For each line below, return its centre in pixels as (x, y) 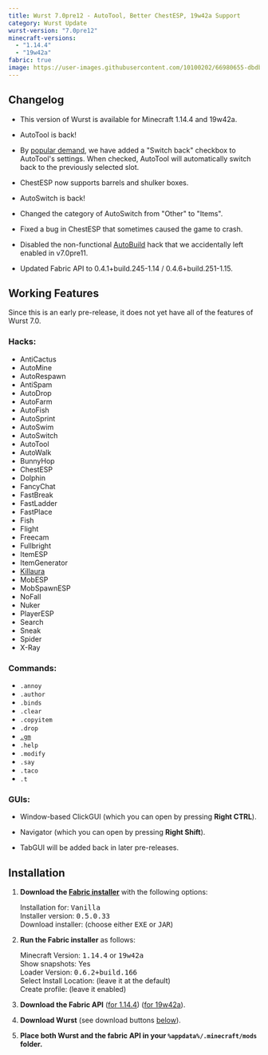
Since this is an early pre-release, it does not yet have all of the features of (131, 313)
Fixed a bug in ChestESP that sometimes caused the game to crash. (131, 229)
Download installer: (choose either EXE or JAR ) (97, 925)
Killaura (32, 571)
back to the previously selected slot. (79, 167)
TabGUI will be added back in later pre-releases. (99, 848)
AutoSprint (37, 418)
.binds (31, 703)
